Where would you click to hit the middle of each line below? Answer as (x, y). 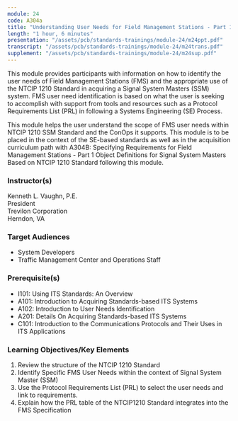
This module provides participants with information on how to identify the (114, 73)
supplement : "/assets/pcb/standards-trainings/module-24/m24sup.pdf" (112, 54)
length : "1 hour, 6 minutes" (50, 34)
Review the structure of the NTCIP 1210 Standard (89, 365)
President (21, 204)
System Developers (46, 253)
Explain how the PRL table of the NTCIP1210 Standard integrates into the (123, 403)
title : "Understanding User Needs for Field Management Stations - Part (117, 27)
